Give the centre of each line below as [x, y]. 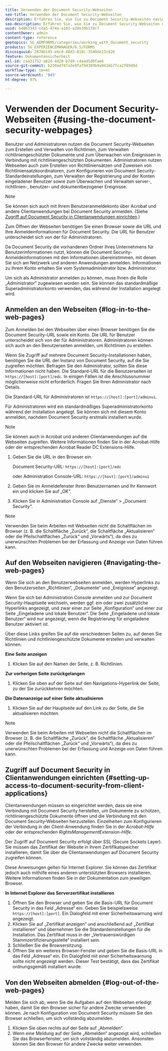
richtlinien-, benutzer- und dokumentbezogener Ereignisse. [66, 186]
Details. [13, 387]
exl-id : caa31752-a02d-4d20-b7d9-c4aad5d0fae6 [54, 61]
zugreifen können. [24, 858]
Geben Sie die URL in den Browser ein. [52, 457]
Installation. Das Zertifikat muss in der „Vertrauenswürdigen [73, 935]
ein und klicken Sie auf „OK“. [42, 491]
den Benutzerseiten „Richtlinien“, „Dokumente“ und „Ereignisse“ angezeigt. [82, 588]
